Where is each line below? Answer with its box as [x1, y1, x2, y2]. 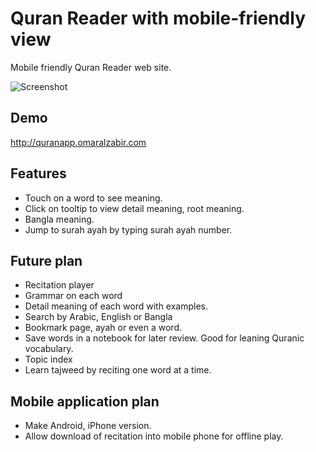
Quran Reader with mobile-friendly [10, 7, 306, 30]
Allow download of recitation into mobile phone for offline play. [24, 430, 284, 442]
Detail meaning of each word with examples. [24, 300, 209, 312]
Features [10, 165, 67, 182]
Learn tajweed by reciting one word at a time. [24, 364, 212, 376]
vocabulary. [24, 343, 74, 355]
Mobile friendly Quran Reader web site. [10, 61, 172, 73]
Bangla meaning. [24, 213, 95, 225]
